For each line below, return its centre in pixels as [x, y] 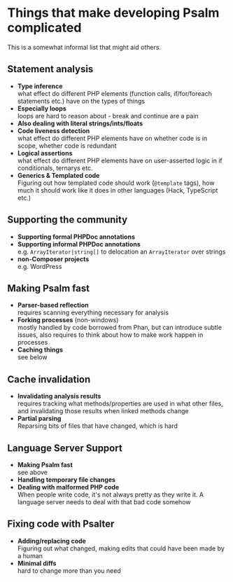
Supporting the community [68, 220]
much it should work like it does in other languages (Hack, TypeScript [118, 190]
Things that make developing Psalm [113, 13]
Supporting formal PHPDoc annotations [76, 237]
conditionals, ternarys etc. [55, 168]
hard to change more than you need [69, 570]
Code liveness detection [54, 130]
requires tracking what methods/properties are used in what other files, [120, 403]
